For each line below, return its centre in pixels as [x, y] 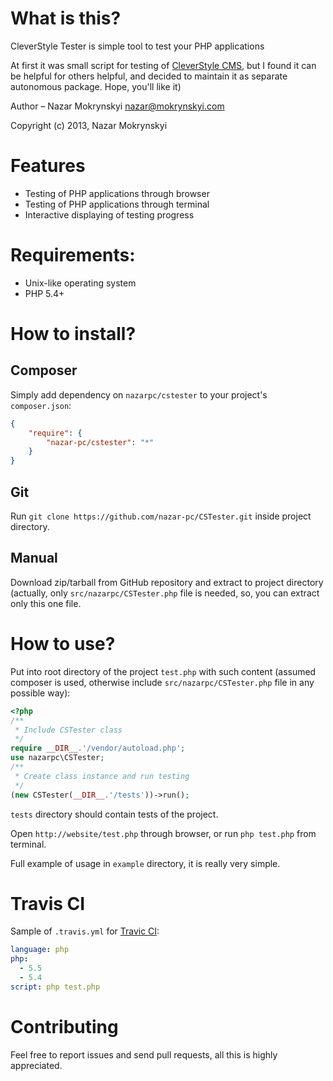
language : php [40, 950]
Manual [34, 558]
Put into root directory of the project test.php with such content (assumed [163, 671]
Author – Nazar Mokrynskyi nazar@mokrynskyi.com [117, 106]
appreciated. [36, 1065]
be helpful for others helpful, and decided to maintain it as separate [149, 76]
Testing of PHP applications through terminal [117, 204]
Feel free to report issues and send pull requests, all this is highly [144, 1054]
